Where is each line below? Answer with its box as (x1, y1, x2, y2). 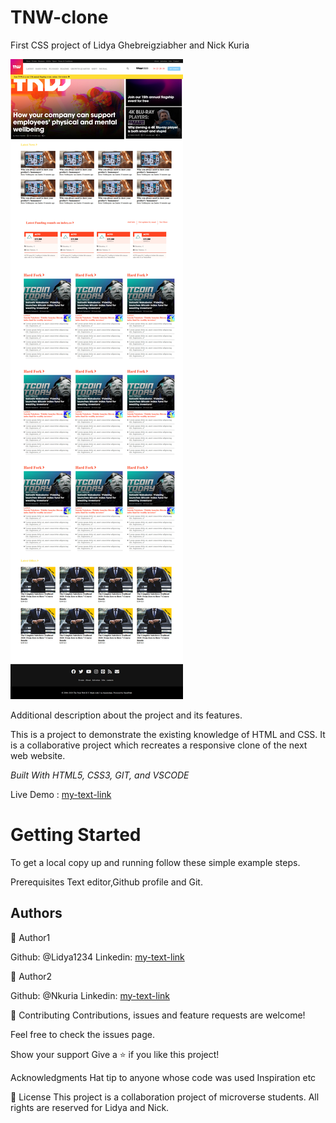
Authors (10, 905, 63, 922)
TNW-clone (10, 6, 109, 29)
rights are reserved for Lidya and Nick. (10, 1101, 170, 1113)
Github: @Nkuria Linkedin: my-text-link (10, 989, 170, 1001)
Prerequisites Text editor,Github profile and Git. (10, 876, 203, 888)
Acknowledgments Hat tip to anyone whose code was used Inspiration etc (10, 1071, 317, 1083)
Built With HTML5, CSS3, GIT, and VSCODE (10, 769, 190, 781)
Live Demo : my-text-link (10, 788, 112, 800)
